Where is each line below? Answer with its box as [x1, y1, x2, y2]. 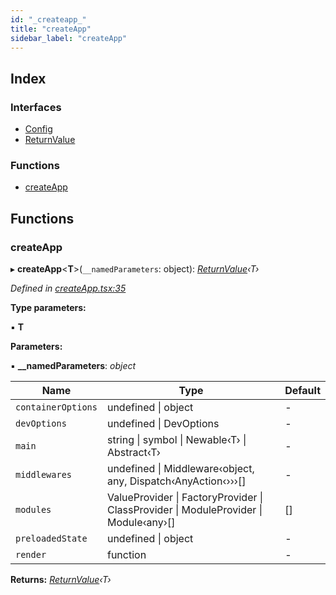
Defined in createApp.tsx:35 [10, 282, 127, 295]
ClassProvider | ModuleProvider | [106, 503, 263, 517]
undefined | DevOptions [106, 417, 220, 431]
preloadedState [15, 533, 88, 545]
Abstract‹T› [106, 446, 161, 460]
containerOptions [15, 402, 98, 413]
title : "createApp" [10, 24, 92, 34]
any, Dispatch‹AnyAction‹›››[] [106, 474, 247, 488]
